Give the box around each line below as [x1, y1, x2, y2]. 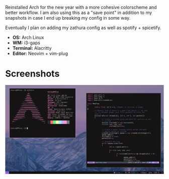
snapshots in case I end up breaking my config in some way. [5, 15, 131, 21]
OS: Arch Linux [12, 35, 44, 40]
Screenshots [5, 68, 60, 79]
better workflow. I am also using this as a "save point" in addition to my [5, 10, 152, 16]
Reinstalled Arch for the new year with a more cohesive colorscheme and [5, 5, 157, 10]
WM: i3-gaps [12, 40, 40, 46]
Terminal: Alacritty [12, 45, 52, 51]
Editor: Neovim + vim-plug [12, 50, 68, 56]
